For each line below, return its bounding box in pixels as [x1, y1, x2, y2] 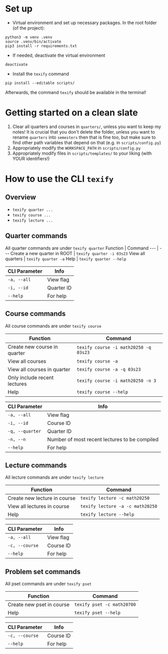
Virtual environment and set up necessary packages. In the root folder [12, 20, 157, 26]
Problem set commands [5, 567, 81, 576]
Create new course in [7, 343, 58, 350]
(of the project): [12, 25, 45, 31]
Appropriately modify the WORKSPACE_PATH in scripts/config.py [12, 145, 141, 151]
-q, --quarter [7, 428, 41, 434]
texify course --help [76, 389, 128, 395]
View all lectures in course [7, 503, 69, 510]
